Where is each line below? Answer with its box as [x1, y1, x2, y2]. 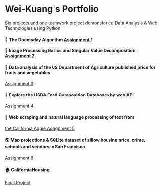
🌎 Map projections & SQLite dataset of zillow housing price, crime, [5, 137, 145, 143]
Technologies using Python [5, 25, 61, 31]
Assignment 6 [5, 155, 34, 161]
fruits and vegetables [5, 69, 51, 75]
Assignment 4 [5, 103, 34, 109]
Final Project [5, 180, 31, 186]
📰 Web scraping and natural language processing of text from [5, 114, 135, 120]
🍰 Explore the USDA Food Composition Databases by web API [5, 92, 134, 97]
